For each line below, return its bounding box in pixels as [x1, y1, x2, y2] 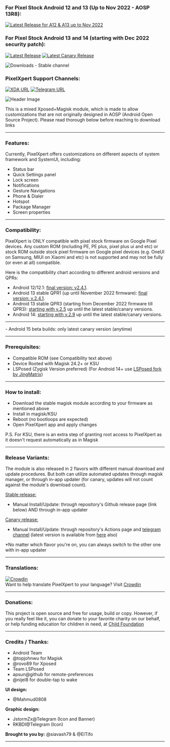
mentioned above [12, 406, 50, 412]
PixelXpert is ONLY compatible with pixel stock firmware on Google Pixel [5, 238, 157, 244]
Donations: [5, 599, 33, 606]
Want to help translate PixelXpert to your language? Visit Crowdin [5, 581, 142, 587]
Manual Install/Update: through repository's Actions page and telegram [12, 526, 161, 533]
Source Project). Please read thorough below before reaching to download [5, 116, 160, 123]
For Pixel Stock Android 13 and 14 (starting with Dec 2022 [5, 34, 149, 42]
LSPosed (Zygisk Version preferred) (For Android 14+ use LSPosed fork [12, 366, 162, 372]
